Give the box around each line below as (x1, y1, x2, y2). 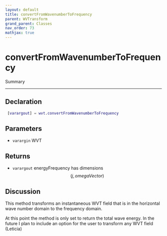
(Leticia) (5, 226, 22, 232)
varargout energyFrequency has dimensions (12, 165, 103, 171)
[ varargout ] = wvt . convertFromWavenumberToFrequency (7, 111, 119, 116)
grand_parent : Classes (5, 21, 52, 26)
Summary (5, 78, 25, 84)
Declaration (5, 98, 42, 106)
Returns (5, 152, 31, 160)
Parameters (5, 124, 42, 133)
